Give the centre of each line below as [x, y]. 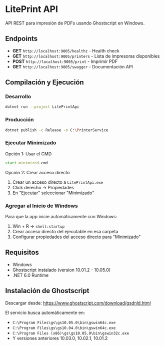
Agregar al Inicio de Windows [42, 206]
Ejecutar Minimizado [31, 143]
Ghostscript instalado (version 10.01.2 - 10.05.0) [61, 270]
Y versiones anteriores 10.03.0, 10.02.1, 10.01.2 [60, 338]
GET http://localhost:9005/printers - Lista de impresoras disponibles [86, 56]
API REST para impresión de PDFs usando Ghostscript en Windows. [75, 23]
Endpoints [21, 39]
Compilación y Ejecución [44, 83]
